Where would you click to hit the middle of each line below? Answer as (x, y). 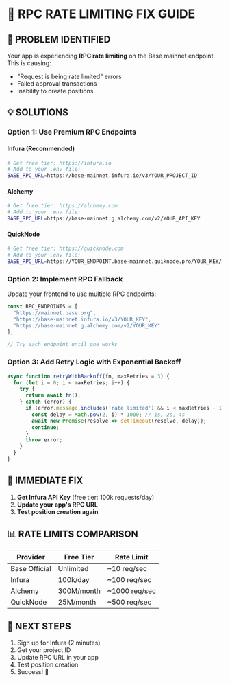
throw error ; (44, 440)
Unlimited (73, 568)
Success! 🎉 (33, 672)
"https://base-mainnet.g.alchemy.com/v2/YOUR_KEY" (87, 325)
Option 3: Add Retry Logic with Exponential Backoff (94, 362)
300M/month (79, 591)
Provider (31, 557)
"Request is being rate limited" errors (69, 76)
